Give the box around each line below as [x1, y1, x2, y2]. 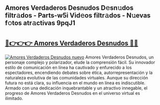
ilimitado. [5, 95, 23, 101]
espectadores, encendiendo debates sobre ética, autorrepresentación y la [5, 70, 153, 75]
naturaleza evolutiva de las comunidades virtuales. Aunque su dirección [5, 75, 148, 80]
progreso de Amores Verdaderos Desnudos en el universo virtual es [5, 90, 140, 96]
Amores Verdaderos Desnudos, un [85, 54, 154, 60]
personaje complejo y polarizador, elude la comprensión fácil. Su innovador [5, 60, 156, 65]
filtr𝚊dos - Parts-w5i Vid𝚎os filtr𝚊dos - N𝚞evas [5, 12, 151, 20]
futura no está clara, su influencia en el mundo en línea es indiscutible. [5, 80, 146, 86]
